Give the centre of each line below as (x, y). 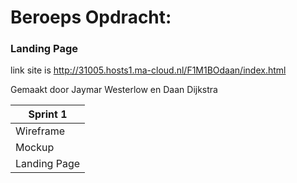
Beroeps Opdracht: (91, 17)
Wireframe (40, 131)
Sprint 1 (48, 114)
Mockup (35, 148)
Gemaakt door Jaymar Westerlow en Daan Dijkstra (114, 90)
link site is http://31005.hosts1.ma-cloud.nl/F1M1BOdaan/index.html (148, 70)
